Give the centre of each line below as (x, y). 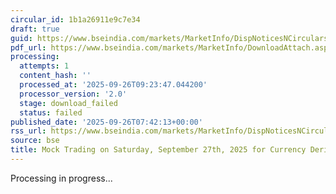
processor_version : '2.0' (73, 94)
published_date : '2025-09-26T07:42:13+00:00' (106, 122)
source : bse (35, 141)
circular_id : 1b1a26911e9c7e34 (75, 19)
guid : (21, 38)
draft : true (35, 29)
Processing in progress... (61, 178)
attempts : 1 (44, 66)
